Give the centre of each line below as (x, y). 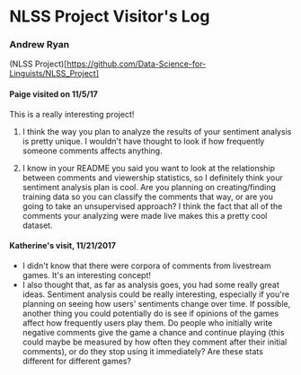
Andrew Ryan (40, 45)
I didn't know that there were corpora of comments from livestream (146, 266)
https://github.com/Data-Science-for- (137, 64)
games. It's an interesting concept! (86, 275)
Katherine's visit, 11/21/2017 (63, 246)
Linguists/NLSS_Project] (54, 74)
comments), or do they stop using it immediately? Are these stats (142, 351)
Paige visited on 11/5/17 (54, 94)
